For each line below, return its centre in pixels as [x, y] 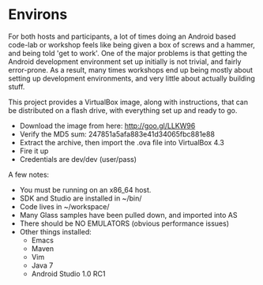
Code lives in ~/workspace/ [64, 206]
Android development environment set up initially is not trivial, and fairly [125, 62]
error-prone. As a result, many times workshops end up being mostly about [131, 69]
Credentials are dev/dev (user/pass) [78, 159]
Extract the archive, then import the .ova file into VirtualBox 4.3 [122, 142]
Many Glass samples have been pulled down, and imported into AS [128, 215]
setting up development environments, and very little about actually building [131, 78]
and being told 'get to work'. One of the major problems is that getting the [128, 53]
